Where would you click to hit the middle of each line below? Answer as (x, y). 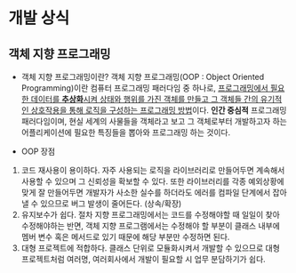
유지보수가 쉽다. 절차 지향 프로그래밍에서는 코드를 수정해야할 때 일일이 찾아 (151, 215)
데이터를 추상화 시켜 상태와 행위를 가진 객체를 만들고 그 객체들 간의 (144, 99)
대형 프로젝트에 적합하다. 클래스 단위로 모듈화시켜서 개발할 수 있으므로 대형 (151, 248)
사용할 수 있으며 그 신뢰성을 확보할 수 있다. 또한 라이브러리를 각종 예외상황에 (153, 181)
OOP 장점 (38, 151)
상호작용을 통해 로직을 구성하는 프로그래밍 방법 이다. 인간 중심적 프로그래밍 (159, 110)
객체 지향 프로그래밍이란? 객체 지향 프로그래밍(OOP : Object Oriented (143, 77)
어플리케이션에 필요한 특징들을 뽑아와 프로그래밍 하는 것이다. (126, 132)
